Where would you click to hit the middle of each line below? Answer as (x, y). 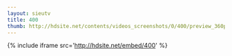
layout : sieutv (29, 13)
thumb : (17, 26)
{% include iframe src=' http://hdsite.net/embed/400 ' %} (87, 46)
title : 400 (23, 20)
